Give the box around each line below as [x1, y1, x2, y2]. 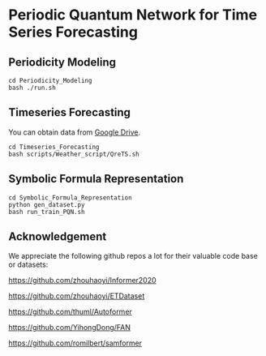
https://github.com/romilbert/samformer [8, 338, 143, 348]
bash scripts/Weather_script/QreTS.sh [8, 150, 139, 158]
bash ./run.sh [8, 84, 57, 92]
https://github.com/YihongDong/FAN [8, 323, 131, 332]
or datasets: [8, 259, 49, 269]
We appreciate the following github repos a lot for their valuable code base [8, 251, 258, 261]
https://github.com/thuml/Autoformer [8, 307, 132, 317]
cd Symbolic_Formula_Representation [8, 193, 132, 202]
